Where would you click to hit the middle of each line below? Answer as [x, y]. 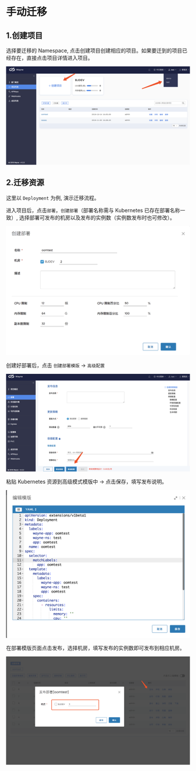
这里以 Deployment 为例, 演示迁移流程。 [53, 198]
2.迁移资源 [25, 183]
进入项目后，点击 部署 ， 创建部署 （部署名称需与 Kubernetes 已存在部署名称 [93, 210]
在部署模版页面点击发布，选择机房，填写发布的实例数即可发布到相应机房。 [95, 648]
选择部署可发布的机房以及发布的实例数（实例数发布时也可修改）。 [97, 218]
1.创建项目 [24, 35]
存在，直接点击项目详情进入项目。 [52, 58]
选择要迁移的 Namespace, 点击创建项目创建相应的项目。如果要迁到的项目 [94, 51]
